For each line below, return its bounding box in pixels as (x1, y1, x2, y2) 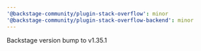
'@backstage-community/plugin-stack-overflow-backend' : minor (6, 17, 194, 24)
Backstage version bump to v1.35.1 (6, 36, 108, 44)
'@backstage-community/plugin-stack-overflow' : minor (6, 10, 169, 17)
